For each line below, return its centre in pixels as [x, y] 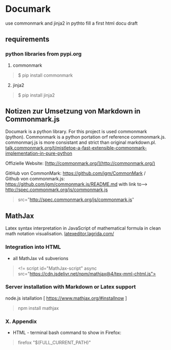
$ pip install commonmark [45, 75]
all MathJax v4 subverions [40, 258]
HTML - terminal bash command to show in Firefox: [67, 333]
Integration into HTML [33, 247]
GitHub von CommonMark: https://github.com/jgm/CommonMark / [76, 173]
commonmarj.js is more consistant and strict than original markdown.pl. [81, 142]
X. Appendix [21, 321]
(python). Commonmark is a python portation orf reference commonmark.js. [86, 137]
